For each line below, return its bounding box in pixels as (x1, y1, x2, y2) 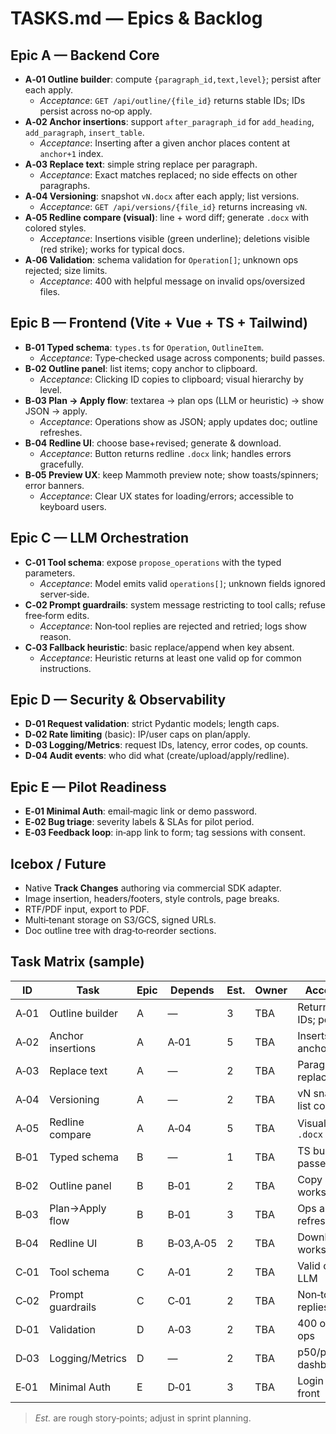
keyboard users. (39, 500, 107, 512)
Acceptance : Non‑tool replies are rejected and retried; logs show (39, 620, 308, 632)
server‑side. (39, 588, 90, 600)
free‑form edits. (24, 609, 90, 621)
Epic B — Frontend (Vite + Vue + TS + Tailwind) (10, 315, 309, 332)
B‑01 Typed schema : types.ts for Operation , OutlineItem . (24, 341, 265, 353)
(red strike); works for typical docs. (39, 243, 185, 255)
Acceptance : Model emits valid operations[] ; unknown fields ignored (39, 577, 326, 589)
